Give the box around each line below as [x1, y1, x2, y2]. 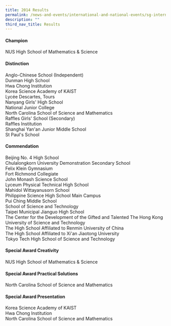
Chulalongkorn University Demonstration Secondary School [5, 160, 131, 166]
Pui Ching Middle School [5, 197, 57, 204]
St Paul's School [5, 131, 40, 138]
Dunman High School [5, 77, 50, 83]
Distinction [5, 61, 29, 67]
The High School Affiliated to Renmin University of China [5, 225, 124, 231]
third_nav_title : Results [5, 21, 60, 27]
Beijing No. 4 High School [5, 154, 60, 161]
